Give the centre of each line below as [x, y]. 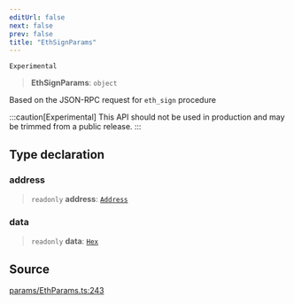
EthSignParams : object [74, 83]
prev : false [31, 34]
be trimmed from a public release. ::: [75, 127]
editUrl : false [37, 17]
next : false [31, 26]
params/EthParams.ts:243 [57, 291]
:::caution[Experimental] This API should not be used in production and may [147, 117]
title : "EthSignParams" [53, 42]
